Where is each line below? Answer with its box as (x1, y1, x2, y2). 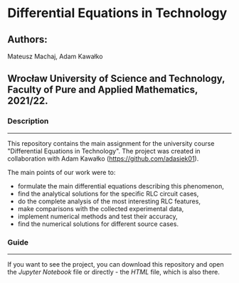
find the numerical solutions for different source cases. (17, 219, 179, 228)
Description (7, 116, 49, 126)
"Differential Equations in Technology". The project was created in (7, 146, 201, 155)
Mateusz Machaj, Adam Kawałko (7, 52, 103, 60)
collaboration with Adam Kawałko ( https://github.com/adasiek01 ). (7, 154, 199, 163)
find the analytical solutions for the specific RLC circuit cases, (17, 189, 199, 198)
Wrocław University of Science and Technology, (7, 73, 225, 85)
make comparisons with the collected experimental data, (17, 204, 184, 213)
